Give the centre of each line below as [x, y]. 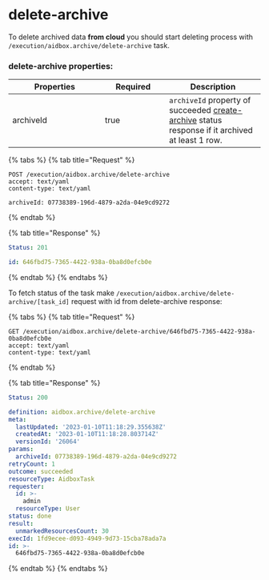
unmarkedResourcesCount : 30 [62, 531]
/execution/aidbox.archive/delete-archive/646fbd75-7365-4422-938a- [139, 331]
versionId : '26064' [48, 442]
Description [213, 87]
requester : [26, 486]
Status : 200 [28, 398]
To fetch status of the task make [61, 293]
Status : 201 [28, 248]
